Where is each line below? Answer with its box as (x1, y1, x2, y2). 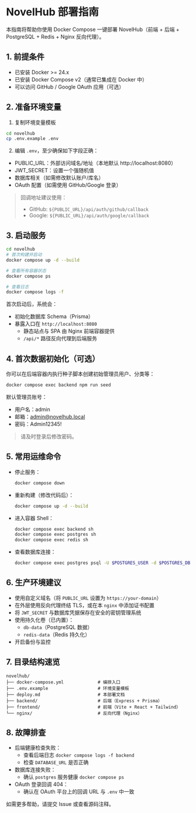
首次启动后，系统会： (6, 300, 57, 308)
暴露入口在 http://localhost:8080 (14, 320, 98, 327)
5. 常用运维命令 (6, 452, 61, 462)
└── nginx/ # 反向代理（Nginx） (6, 710, 143, 716)
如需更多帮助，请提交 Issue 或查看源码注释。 (6, 801, 114, 808)
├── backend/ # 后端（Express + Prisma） (6, 698, 163, 703)
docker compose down (14, 480, 65, 486)
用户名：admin (14, 405, 51, 413)
